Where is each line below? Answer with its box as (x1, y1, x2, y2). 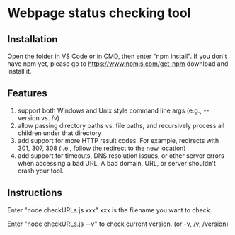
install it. (7, 67, 32, 75)
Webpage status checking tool (7, 5, 191, 21)
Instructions (7, 187, 62, 199)
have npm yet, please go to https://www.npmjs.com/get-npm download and (7, 59, 229, 68)
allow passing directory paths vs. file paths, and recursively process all (17, 121, 225, 130)
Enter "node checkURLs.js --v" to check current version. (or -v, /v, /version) (7, 219, 229, 228)
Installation (7, 33, 58, 45)
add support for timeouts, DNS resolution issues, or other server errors (17, 151, 224, 160)
